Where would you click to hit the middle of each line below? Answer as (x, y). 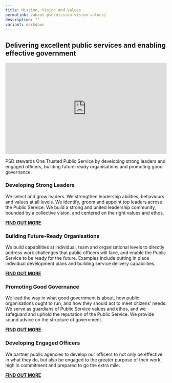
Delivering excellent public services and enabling (86, 45)
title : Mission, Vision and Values (43, 10)
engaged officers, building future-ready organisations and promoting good (84, 166)
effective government (41, 53)
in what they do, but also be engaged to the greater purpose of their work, (84, 359)
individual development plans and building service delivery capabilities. (80, 264)
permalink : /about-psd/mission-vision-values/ (56, 15)
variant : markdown (25, 24)
